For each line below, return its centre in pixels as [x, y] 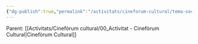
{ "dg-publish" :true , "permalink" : [47, 11]
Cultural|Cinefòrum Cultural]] [41, 34]
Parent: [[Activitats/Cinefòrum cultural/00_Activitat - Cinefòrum [83, 28]
